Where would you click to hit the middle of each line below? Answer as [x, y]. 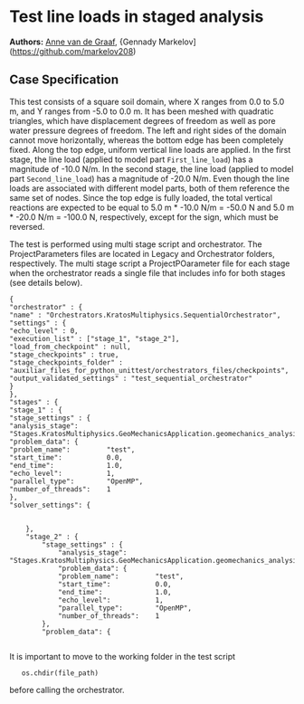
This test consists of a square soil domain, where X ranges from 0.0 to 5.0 [147, 101]
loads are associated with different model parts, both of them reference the [150, 188]
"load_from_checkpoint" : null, [70, 347]
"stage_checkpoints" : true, [64, 355]
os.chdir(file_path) [60, 673]
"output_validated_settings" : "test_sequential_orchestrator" [131, 378]
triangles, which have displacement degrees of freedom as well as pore [142, 120]
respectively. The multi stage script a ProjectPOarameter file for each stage [150, 263]
